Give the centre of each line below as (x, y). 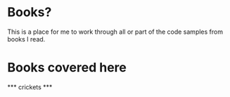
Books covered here (67, 68)
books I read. (26, 39)
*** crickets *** (30, 87)
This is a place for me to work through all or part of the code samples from (115, 32)
